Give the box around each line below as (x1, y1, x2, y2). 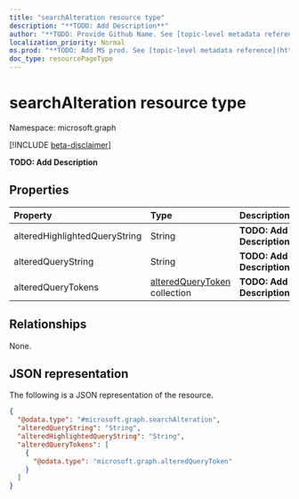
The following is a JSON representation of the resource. (9, 389, 214, 401)
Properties (9, 183, 69, 198)
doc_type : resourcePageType (9, 54, 114, 63)
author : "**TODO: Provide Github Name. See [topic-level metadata (9, 29, 261, 38)
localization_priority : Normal (9, 37, 125, 47)
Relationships (9, 317, 87, 332)
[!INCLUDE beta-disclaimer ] (9, 139, 111, 150)
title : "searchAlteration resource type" (9, 12, 166, 22)
